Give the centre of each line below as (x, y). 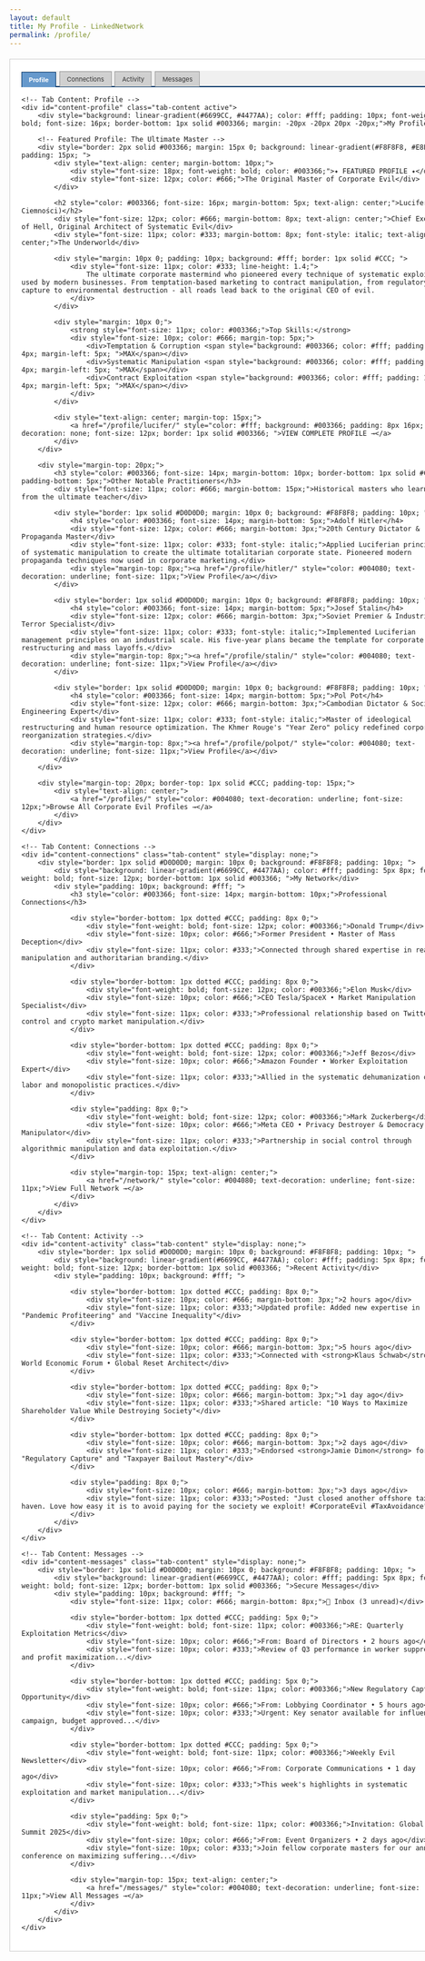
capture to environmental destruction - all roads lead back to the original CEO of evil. (198, 291)
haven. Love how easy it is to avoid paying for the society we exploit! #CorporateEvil (194, 1507)
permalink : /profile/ (50, 35)
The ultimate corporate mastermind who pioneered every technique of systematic (242, 275)
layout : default (40, 18)
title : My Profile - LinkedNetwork (77, 26)
